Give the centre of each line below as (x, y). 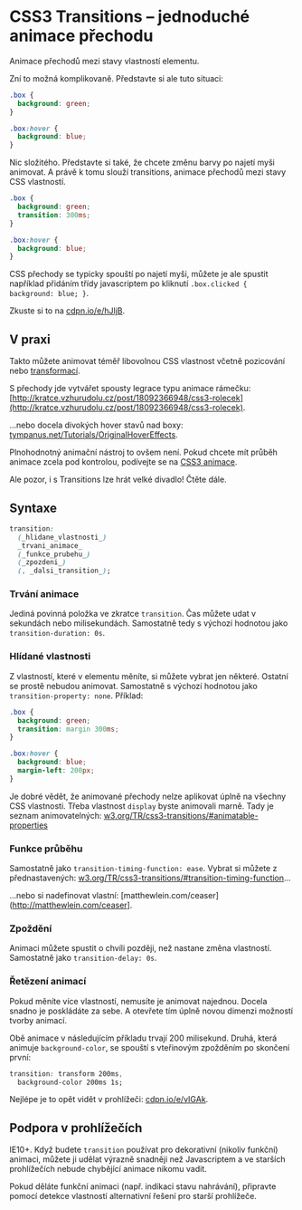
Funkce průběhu (46, 849)
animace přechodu (81, 36)
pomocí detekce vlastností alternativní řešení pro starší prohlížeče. (133, 1196)
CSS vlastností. (38, 182)
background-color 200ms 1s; (71, 1082)
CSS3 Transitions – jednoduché (130, 17)
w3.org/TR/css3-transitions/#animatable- (181, 815)
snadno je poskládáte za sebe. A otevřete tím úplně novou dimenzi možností (151, 1011)
